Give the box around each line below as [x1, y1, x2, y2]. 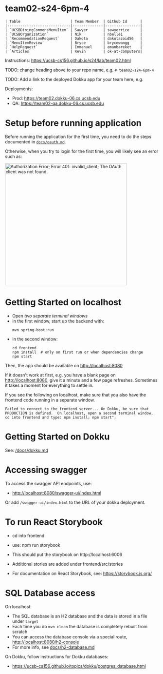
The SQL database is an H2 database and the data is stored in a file [12, 613, 147, 619]
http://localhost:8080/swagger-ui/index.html [12, 490, 101, 496]
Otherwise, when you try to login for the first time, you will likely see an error [5, 148, 159, 154]
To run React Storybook [5, 516, 103, 527]
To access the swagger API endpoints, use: [5, 480, 92, 486]
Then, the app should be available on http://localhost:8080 [5, 362, 123, 368]
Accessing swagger [5, 464, 88, 476]
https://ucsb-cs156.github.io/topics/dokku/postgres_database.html [12, 663, 146, 669]
